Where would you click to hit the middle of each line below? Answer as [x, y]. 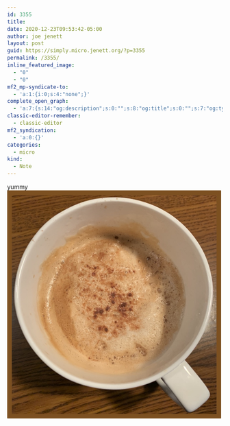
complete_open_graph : [38, 102]
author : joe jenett [35, 36]
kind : [15, 159]
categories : [24, 145]
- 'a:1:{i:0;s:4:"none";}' [52, 94]
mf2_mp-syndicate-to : [38, 87]
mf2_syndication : [32, 130]
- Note [23, 167]
